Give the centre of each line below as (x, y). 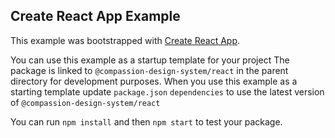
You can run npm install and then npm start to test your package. (146, 121)
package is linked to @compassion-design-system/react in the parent (149, 70)
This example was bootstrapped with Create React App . (125, 40)
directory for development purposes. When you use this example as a (154, 81)
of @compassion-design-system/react (85, 102)
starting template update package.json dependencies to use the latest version (167, 91)
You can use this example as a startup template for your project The (150, 60)
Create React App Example (95, 16)
